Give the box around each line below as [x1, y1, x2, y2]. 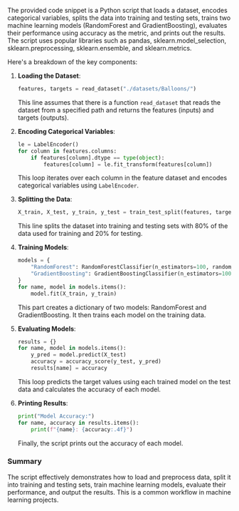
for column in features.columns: [17, 148, 117, 155]
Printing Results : [17, 398, 68, 407]
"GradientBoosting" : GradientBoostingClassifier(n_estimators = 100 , [31, 270, 235, 277]
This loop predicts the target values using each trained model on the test [17, 377, 231, 386]
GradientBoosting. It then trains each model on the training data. [17, 310, 206, 319]
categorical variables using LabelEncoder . [17, 181, 139, 190]
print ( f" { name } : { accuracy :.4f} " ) [31, 425, 133, 433]
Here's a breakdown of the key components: [7, 58, 138, 66]
